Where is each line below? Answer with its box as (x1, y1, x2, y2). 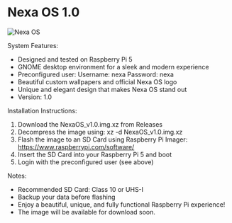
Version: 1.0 (17, 93, 52, 101)
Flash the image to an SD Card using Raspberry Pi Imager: (17, 135, 188, 144)
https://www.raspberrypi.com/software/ (17, 142, 135, 151)
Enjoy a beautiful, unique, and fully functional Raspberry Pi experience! (17, 200, 226, 209)
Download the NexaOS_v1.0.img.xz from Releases (17, 120, 163, 128)
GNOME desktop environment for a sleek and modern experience (17, 62, 209, 71)
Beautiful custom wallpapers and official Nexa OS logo (17, 77, 177, 86)
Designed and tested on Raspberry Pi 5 (17, 55, 133, 64)
